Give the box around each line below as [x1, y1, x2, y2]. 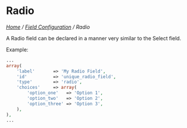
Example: [6, 46, 29, 53]
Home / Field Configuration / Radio [6, 23, 91, 30]
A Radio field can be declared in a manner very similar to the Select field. [6, 34, 181, 41]
